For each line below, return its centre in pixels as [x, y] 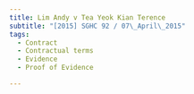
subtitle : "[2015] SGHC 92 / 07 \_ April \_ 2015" [97, 26]
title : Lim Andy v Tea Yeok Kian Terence [88, 17]
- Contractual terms [55, 51]
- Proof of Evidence [55, 68]
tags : [19, 34]
